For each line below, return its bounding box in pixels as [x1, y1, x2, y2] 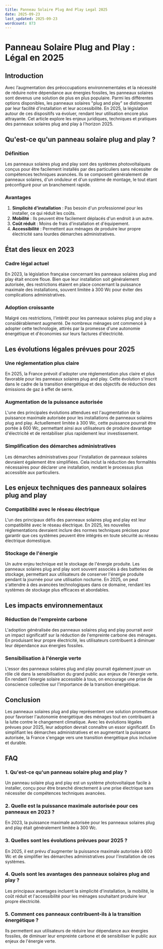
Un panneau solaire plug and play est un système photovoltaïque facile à [5, 780, 151, 786]
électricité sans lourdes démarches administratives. [12, 231, 116, 237]
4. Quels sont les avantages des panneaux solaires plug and [5, 871, 150, 878]
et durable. [5, 740, 27, 746]
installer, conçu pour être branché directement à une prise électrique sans [5, 785, 154, 791]
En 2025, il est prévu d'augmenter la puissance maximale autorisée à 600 [5, 848, 152, 854]
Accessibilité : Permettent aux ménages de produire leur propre [12, 226, 141, 232]
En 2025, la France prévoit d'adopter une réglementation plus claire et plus [5, 370, 155, 377]
